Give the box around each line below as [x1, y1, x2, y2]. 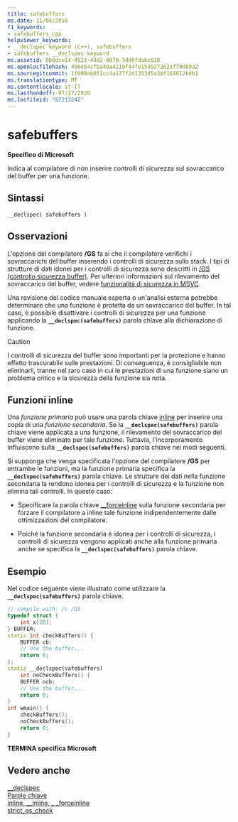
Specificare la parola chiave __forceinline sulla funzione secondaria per [17, 501, 226, 509]
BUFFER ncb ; [20, 678, 55, 686]
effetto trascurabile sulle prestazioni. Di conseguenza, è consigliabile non [7, 358, 222, 367]
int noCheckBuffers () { [20, 671, 91, 678]
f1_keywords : [7, 23, 46, 31]
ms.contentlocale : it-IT [7, 83, 81, 90]
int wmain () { [7, 705, 50, 712]
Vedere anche [7, 764, 71, 777]
